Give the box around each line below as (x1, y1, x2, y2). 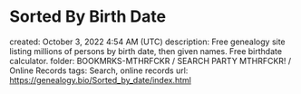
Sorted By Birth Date (9, 6, 166, 27)
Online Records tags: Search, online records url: (9, 65, 189, 76)
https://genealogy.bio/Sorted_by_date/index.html (9, 74, 192, 85)
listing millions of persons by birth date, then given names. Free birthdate (9, 45, 283, 56)
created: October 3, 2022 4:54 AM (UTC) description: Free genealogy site (9, 36, 286, 47)
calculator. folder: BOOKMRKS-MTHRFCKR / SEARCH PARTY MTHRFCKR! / (9, 55, 292, 66)
